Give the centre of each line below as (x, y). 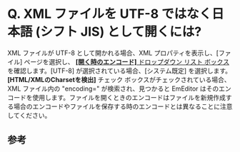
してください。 (29, 115)
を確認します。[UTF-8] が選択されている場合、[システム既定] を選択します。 (120, 71)
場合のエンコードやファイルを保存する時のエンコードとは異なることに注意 (123, 106)
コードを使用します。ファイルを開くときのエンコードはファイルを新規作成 (117, 97)
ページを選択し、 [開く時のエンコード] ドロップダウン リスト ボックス (127, 61)
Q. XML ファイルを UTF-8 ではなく (110, 14)
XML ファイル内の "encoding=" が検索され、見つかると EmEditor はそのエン (120, 88)
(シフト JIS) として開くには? (119, 32)
